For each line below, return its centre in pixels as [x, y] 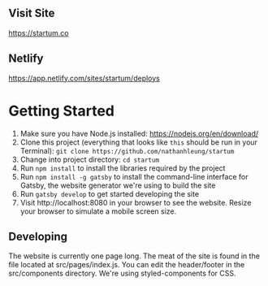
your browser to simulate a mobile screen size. [98, 211]
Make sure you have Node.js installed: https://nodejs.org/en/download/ [139, 133]
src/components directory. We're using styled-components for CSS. [122, 273]
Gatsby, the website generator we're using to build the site [118, 185]
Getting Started [62, 111]
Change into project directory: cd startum [90, 159]
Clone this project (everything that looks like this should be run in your [139, 142]
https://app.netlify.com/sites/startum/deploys [84, 78]
